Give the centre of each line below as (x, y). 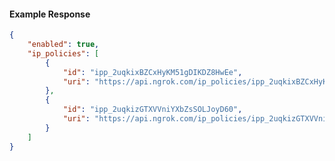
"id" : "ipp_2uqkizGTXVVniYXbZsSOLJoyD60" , (152, 110)
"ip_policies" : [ (63, 53)
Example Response (50, 14)
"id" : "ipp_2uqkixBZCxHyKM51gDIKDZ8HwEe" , (152, 72)
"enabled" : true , (63, 45)
